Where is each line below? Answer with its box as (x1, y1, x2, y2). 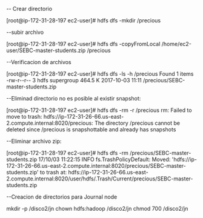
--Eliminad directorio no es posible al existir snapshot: (6, 95, 141, 102)
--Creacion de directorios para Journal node (6, 193, 118, 200)
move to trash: (6, 113, 42, 120)
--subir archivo (6, 28, 44, 36)
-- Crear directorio (6, 5, 53, 12)
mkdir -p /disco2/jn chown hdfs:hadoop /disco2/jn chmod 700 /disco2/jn (6, 205, 188, 212)
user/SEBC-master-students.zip (6, 47, 86, 54)
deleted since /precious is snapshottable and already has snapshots (6, 126, 176, 133)
